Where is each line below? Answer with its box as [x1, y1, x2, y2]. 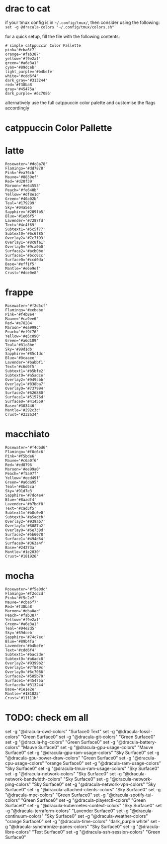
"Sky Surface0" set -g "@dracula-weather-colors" [44, 813, 148, 819]
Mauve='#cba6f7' [5, 600, 39, 605]
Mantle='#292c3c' [5, 408, 41, 413]
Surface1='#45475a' [5, 678, 46, 683]
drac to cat [5, 3, 51, 14]
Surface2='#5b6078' [5, 532, 46, 537]
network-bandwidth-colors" [5, 776, 63, 782]
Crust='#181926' [5, 554, 39, 559]
